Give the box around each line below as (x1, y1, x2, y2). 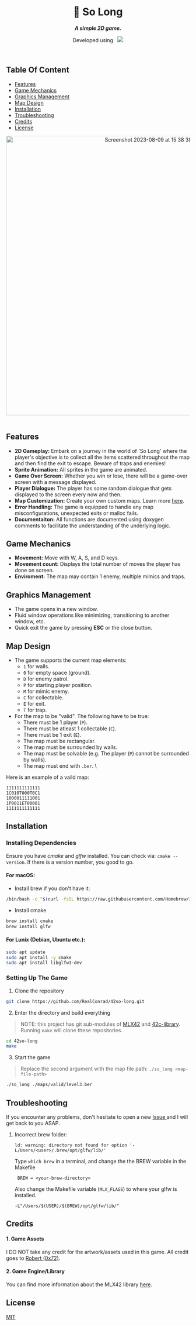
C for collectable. (23, 694, 64, 701)
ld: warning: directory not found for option (14, 1142, 127, 1148)
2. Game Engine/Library (6, 1268, 65, 1275)
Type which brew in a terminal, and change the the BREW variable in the (14, 1157, 187, 1164)
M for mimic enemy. (23, 688, 69, 695)
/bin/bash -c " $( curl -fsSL (6, 896, 75, 902)
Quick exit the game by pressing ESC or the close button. (14, 624, 153, 631)
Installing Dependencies (6, 839, 77, 847)
